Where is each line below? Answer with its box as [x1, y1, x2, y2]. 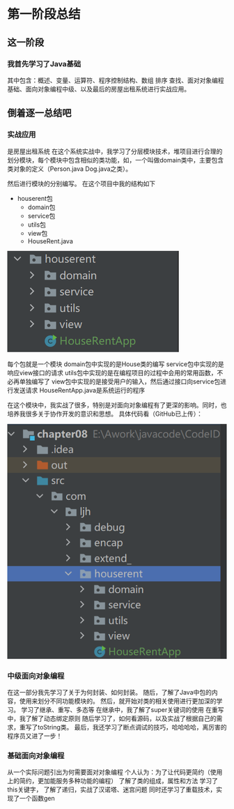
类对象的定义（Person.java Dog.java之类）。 [7, 165, 132, 173]
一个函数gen [19, 794, 56, 803]
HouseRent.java [27, 236, 73, 245]
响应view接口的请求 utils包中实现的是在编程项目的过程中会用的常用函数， [7, 368, 217, 377]
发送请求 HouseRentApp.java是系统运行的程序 [13, 386, 145, 394]
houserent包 [17, 194, 54, 202]
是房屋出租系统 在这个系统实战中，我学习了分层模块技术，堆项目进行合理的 [7, 147, 223, 156]
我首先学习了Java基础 [7, 59, 81, 68]
